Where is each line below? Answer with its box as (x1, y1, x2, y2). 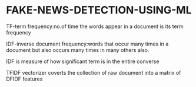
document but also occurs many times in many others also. (6, 46, 150, 53)
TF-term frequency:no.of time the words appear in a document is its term (6, 23, 184, 30)
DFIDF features (6, 75, 43, 82)
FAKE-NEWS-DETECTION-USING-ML (6, 4, 192, 17)
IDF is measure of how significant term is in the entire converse (6, 58, 160, 65)
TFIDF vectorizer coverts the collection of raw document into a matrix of (6, 69, 181, 76)
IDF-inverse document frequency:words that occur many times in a (6, 40, 169, 47)
